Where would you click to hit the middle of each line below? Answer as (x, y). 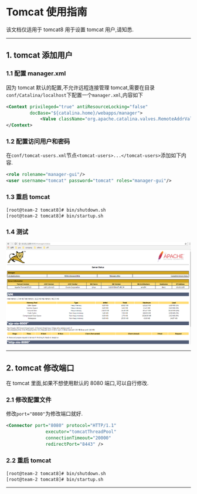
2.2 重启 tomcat (29, 460)
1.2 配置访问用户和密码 (38, 142)
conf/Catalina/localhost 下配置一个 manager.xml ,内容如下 (75, 95)
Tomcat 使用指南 (47, 12)
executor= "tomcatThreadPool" (81, 432)
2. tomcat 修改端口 (40, 368)
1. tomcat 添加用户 (40, 56)
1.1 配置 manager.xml (36, 74)
